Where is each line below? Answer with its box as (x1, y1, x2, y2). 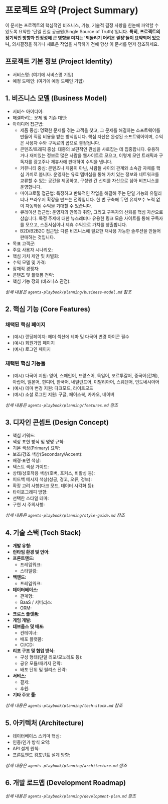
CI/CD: (20, 642, 34, 648)
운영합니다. (20, 184, 42, 190)
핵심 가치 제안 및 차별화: (12, 253, 60, 259)
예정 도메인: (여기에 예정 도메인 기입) (12, 77, 84, 84)
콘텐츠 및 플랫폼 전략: (12, 272, 54, 278)
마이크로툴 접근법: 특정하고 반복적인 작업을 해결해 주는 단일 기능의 (20, 190, 149, 196)
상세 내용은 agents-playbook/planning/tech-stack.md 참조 (5, 702, 123, 708)
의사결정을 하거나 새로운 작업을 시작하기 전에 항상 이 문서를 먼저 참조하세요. (12, 41, 159, 47)
